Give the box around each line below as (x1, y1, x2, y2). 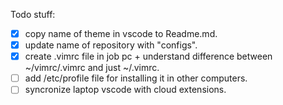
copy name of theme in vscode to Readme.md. (24, 28, 218, 39)
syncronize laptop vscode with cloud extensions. (24, 84, 227, 96)
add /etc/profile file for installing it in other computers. (24, 72, 248, 84)
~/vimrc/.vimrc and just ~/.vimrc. (24, 62, 160, 74)
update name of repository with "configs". (24, 39, 198, 51)
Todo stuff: (10, 9, 56, 20)
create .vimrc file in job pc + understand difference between (24, 50, 273, 63)
